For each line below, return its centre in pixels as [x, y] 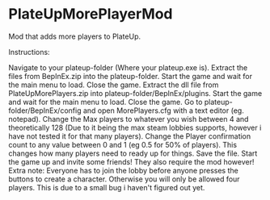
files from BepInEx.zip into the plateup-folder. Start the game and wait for [131, 76]
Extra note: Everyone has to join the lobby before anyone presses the [123, 170]
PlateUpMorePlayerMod [91, 14]
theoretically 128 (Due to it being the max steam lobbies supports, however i [135, 127]
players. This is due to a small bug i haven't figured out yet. [107, 187]
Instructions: [29, 52]
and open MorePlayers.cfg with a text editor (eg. [163, 110]
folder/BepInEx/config [45, 110]
